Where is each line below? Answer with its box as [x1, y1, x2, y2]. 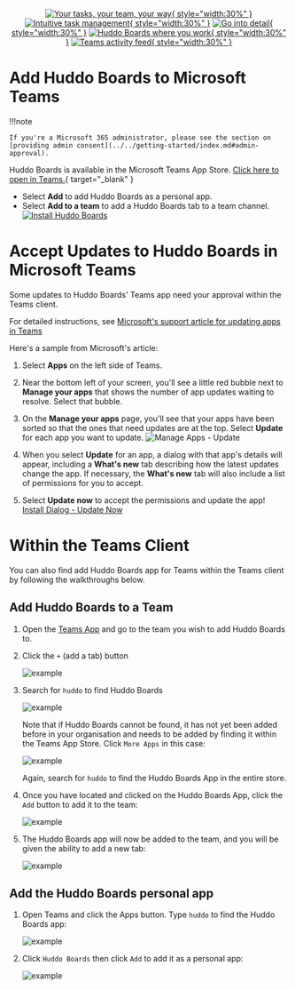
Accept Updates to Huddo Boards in [9, 241, 278, 261]
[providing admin [9, 140, 74, 150]
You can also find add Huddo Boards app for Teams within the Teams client [9, 564, 284, 575]
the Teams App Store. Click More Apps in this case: [21, 738, 206, 748]
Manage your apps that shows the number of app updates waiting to [21, 387, 275, 397]
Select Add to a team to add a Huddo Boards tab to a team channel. [21, 200, 270, 211]
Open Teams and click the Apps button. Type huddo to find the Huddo [21, 909, 276, 920]
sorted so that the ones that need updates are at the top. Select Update [21, 422, 283, 433]
